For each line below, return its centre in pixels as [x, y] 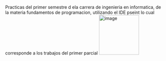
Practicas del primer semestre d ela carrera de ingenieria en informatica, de [83, 7]
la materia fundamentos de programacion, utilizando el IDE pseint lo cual [80, 12]
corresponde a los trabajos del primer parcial [52, 53]
